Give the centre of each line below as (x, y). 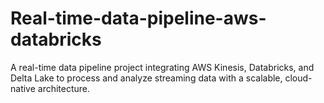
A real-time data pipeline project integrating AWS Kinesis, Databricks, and (162, 67)
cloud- (298, 78)
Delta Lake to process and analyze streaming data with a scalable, (146, 78)
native (23, 88)
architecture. (64, 88)
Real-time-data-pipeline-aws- (138, 18)
